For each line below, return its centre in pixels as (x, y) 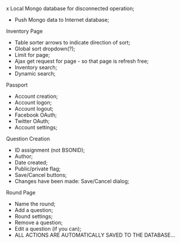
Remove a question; (38, 223)
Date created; (31, 162)
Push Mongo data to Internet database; (62, 20)
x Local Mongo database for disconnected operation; (70, 8)
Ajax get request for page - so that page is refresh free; (81, 61)
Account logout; (34, 109)
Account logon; (33, 102)
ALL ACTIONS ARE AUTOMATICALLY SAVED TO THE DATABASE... (95, 235)
